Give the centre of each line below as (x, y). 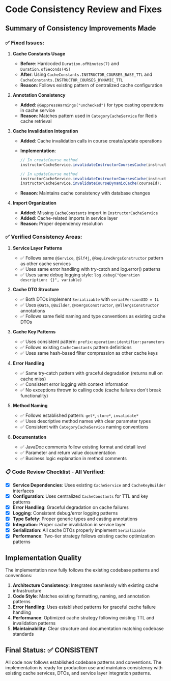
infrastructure (27, 591)
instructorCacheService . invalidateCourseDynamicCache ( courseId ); (91, 183)
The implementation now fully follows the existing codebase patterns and (82, 570)
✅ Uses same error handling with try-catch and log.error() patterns (90, 269)
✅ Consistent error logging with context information (74, 384)
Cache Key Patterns (34, 331)
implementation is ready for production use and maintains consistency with (84, 667)
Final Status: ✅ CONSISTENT (52, 650)
